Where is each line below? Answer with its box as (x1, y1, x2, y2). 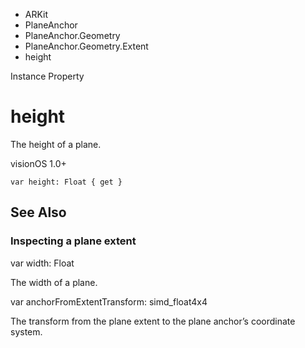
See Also (10, 204, 67, 221)
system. (10, 325, 43, 338)
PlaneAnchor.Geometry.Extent (24, 40, 149, 52)
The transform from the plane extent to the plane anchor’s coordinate (10, 315, 296, 327)
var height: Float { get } (10, 177, 123, 187)
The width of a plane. (10, 276, 98, 288)
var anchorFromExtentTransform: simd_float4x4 (10, 295, 208, 308)
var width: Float (10, 257, 75, 269)
